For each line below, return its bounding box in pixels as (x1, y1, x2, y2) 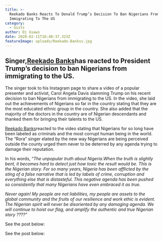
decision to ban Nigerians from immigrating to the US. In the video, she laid (5, 95, 155, 101)
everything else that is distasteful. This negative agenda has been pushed (5, 176, 154, 182)
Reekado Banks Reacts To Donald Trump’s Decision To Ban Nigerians (9, 12, 149, 17)
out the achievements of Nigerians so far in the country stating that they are (5, 100, 157, 106)
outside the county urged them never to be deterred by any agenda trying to (5, 141, 158, 147)
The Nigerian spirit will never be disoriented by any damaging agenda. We (5, 201, 154, 207)
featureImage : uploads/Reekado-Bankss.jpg (5, 39, 92, 44)
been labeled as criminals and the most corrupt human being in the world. (5, 130, 153, 136)
